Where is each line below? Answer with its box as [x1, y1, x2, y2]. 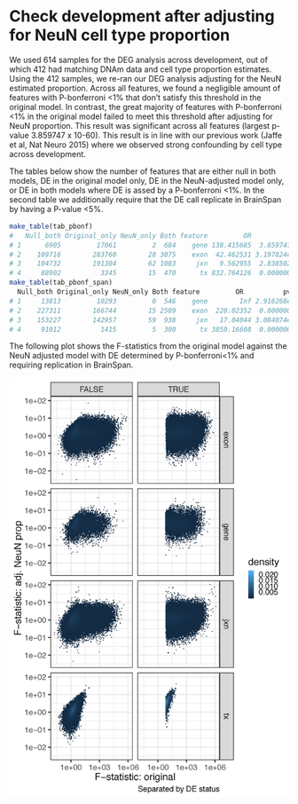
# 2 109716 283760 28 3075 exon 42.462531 [9, 250, 252, 259]
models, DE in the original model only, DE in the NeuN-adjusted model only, [9, 175, 285, 185]
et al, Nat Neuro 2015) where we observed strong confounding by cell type [9, 139, 282, 150]
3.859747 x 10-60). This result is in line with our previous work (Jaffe [30, 130, 283, 140]
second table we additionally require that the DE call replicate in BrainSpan [9, 193, 282, 205]
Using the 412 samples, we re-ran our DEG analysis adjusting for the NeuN [9, 73, 282, 83]
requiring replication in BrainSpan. [9, 359, 134, 370]
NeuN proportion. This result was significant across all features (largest [9, 120, 271, 130]
